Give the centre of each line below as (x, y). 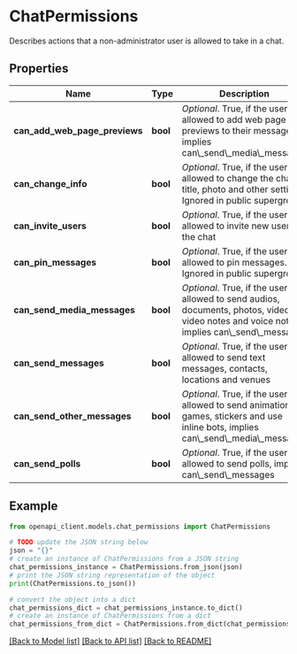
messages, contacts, (225, 368)
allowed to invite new (225, 226)
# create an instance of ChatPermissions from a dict (110, 616)
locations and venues (226, 380)
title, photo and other (225, 189)
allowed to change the (228, 178)
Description (244, 93)
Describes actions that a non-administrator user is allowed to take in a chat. (147, 41)
